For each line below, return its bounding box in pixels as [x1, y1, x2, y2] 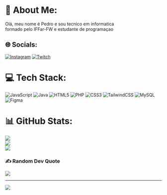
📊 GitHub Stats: [5, 115, 73, 127]
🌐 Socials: [5, 41, 38, 49]
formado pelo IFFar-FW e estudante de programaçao [5, 26, 113, 32]
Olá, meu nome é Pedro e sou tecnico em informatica [5, 21, 114, 27]
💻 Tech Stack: [5, 72, 67, 83]
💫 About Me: [5, 4, 58, 16]
